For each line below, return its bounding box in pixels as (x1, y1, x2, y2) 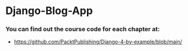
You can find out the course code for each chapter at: (5, 25, 160, 33)
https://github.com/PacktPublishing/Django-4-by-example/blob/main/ (13, 38, 182, 45)
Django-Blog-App (5, 4, 93, 18)
